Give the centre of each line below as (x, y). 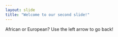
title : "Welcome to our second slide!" (48, 15)
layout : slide (20, 10)
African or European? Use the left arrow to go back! (59, 29)
